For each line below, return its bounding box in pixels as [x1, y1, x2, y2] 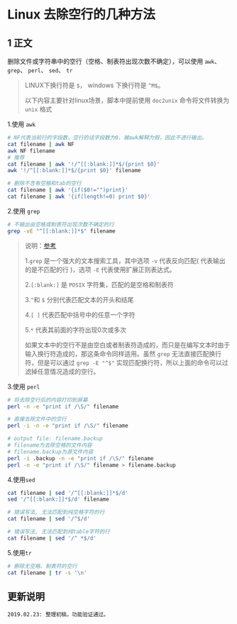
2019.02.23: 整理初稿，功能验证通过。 [7, 611, 109, 618]
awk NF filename [7, 147, 55, 155]
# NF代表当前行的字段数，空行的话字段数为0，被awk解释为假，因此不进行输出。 [7, 134, 207, 141]
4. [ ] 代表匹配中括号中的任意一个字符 [24, 310, 136, 319]
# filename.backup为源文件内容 [7, 448, 94, 455]
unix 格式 [24, 105, 53, 113]
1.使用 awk [7, 120, 36, 128]
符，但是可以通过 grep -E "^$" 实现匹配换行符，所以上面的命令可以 [24, 358, 222, 367]
